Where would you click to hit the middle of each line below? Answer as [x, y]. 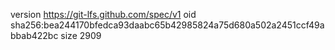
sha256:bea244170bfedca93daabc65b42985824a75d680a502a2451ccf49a [167, 25]
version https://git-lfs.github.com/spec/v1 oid [103, 14]
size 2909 [81, 35]
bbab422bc [34, 35]
